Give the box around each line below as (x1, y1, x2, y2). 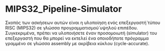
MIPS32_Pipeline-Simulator (5, 3, 122, 15)
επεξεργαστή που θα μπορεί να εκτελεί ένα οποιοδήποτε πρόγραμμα (5, 35, 149, 41)
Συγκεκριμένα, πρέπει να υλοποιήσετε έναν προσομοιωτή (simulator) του (5, 30, 158, 36)
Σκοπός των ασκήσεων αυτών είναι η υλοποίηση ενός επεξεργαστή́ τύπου (5, 20, 161, 25)
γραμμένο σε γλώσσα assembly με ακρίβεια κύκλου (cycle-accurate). (5, 40, 150, 46)
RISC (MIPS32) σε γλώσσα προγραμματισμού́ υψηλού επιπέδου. (5, 25, 138, 30)
